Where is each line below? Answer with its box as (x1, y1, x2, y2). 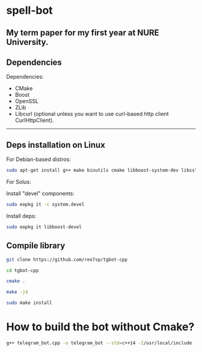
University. (6, 37, 49, 47)
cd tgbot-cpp (6, 267, 39, 273)
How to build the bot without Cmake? (6, 320, 195, 334)
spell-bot (6, 4, 53, 17)
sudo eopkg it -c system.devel (6, 202, 85, 208)
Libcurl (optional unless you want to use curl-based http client (14, 111, 170, 118)
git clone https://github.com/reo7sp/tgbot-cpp (6, 256, 128, 262)
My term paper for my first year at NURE (6, 28, 159, 38)
